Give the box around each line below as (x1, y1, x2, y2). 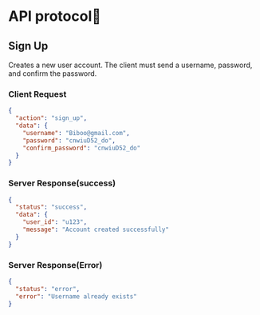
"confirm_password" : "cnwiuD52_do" (22, 144, 141, 152)
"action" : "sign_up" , (15, 114, 88, 122)
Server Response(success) (8, 177, 116, 189)
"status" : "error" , (15, 285, 81, 293)
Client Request (8, 88, 67, 99)
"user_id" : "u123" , (22, 218, 88, 226)
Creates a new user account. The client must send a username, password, (8, 60, 253, 70)
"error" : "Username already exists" (15, 292, 137, 301)
